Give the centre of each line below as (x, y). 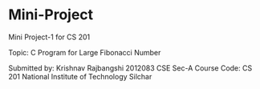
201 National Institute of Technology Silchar (80, 76)
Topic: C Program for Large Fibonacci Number (85, 52)
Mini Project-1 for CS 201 (49, 37)
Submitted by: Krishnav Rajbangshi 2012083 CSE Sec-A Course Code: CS (130, 68)
